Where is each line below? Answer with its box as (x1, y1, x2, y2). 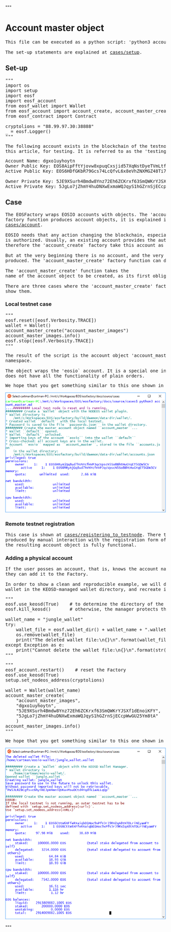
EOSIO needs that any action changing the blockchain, (5, 232, 145, 238)
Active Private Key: (5, 184, 57, 189)
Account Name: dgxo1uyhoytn (5, 158, 75, 164)
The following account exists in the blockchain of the (5, 143, 148, 149)
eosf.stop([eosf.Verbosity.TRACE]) (5, 337, 94, 344)
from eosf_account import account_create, (5, 108, 113, 114)
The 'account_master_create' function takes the (5, 268, 129, 274)
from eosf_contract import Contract (5, 113, 97, 119)
